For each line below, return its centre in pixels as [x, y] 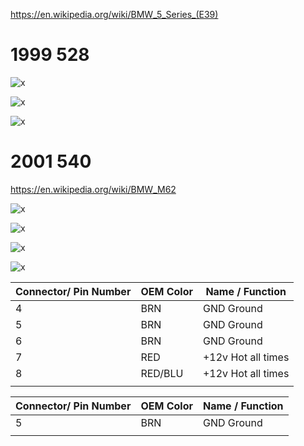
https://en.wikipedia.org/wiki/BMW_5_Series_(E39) [114, 14]
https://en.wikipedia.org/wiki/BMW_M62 [93, 189]
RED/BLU [162, 373]
